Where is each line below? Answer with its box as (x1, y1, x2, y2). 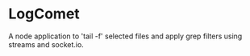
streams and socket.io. (8, 39, 85, 49)
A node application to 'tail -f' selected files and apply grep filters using (8, 31, 243, 41)
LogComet (8, 5, 81, 23)
